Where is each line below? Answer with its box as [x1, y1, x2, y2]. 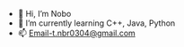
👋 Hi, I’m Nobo [17, 9, 72, 19]
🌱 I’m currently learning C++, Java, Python [17, 18, 176, 28]
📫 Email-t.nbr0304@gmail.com [17, 27, 136, 38]
